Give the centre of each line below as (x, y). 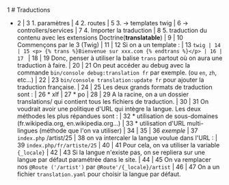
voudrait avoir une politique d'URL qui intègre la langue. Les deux (109, 109)
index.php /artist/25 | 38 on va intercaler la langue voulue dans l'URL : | (117, 138)
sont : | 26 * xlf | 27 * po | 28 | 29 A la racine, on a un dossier (103, 94)
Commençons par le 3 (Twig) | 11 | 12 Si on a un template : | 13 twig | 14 (119, 45)
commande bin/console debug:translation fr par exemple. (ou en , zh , (117, 72)
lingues (27, 130)
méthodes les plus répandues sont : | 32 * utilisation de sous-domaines (118, 116)
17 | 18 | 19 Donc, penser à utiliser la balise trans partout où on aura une (120, 58)
